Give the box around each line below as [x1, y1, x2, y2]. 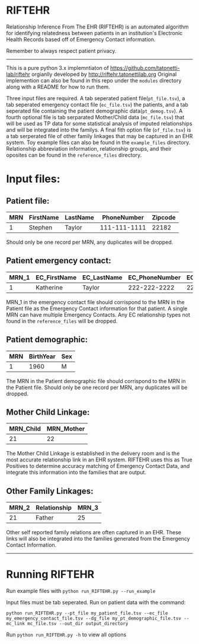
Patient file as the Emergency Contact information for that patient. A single [6, 305, 188, 312]
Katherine [35, 283, 63, 291]
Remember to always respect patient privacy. [6, 47, 117, 54]
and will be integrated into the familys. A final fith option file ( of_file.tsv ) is [6, 126, 191, 133]
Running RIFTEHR [6, 568, 95, 581]
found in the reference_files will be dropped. [6, 317, 118, 324]
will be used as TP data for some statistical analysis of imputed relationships [6, 120, 192, 127]
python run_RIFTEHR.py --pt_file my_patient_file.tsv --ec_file [6, 610, 168, 617]
